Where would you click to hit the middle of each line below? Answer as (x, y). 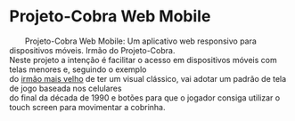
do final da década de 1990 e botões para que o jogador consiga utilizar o (145, 97)
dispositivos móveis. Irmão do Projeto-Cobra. (92, 50)
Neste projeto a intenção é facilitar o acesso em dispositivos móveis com (143, 60)
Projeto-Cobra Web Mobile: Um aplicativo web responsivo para (141, 41)
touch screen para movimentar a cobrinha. (87, 107)
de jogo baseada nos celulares (66, 88)
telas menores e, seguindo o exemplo (78, 69)
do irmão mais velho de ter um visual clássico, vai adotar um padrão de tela (148, 78)
